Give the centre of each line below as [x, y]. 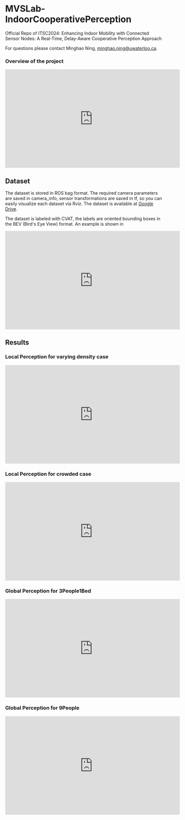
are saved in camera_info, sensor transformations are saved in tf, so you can [84, 199]
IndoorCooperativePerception [68, 19]
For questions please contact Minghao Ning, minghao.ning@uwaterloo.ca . [82, 48]
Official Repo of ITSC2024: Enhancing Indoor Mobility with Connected [77, 33]
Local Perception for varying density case [57, 357]
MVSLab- [25, 9]
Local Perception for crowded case [48, 474]
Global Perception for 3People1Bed [48, 591]
